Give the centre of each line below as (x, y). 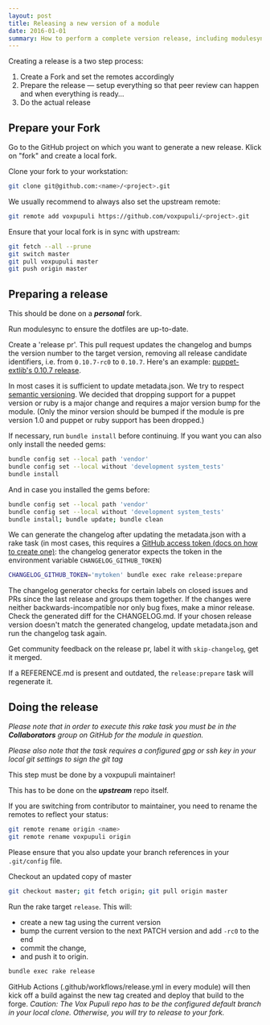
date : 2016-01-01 (37, 31)
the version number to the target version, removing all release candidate (128, 353)
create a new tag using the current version (90, 922)
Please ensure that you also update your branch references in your (119, 852)
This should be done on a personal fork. (75, 313)
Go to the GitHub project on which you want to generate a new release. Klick (135, 147)
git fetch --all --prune (50, 247)
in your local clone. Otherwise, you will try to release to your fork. (117, 1012)
